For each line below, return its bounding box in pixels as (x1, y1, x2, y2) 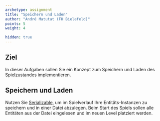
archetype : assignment (5, 7, 52, 12)
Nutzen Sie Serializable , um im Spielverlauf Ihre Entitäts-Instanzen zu (5, 99, 148, 105)
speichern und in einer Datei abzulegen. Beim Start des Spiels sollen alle (5, 105, 154, 111)
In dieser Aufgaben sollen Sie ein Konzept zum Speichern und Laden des (5, 66, 155, 72)
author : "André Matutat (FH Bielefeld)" (5, 16, 91, 21)
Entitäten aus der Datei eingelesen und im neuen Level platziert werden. (5, 110, 153, 116)
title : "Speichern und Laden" (5, 12, 68, 17)
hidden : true (5, 35, 32, 40)
